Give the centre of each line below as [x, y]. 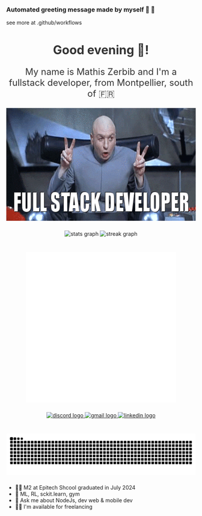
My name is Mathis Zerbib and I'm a [101, 72]
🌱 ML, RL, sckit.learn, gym [47, 494]
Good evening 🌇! [101, 50]
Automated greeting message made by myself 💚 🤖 [81, 10]
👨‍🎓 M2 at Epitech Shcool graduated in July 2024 [75, 488]
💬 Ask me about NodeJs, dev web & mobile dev [74, 500]
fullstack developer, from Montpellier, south [101, 83]
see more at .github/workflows [44, 23]
